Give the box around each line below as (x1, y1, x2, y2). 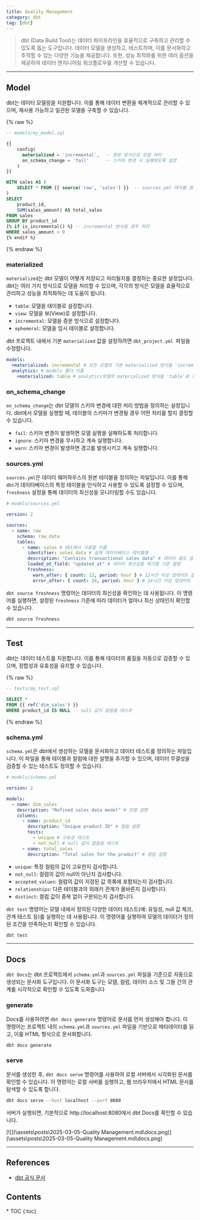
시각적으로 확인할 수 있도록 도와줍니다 (17, 986, 105, 993)
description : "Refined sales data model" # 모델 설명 (17, 807, 148, 813)
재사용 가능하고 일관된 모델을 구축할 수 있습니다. (18, 107, 130, 114)
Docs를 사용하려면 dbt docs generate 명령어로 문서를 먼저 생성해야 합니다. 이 (6, 1015, 188, 1023)
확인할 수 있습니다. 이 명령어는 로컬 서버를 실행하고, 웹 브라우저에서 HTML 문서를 (6, 1078, 194, 1085)
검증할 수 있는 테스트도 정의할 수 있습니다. (6, 762, 103, 770)
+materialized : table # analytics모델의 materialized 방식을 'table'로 (17, 373, 189, 379)
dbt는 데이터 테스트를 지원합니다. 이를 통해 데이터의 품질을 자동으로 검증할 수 (6, 654, 185, 662)
